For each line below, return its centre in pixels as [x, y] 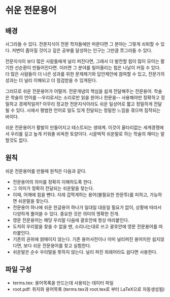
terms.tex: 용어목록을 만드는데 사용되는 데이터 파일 [63, 283]
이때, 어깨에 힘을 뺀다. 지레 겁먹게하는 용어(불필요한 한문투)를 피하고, [80, 195]
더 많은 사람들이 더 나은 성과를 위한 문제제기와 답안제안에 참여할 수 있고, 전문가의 [85, 74]
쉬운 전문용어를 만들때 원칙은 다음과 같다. [46, 171]
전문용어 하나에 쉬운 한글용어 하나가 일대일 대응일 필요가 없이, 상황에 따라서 [87, 207]
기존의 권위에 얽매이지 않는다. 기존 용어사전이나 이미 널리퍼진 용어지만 [82, 239]
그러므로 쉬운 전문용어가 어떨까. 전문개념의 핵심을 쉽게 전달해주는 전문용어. [79, 91]
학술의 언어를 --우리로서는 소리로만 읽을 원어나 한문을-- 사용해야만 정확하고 [85, 98]
